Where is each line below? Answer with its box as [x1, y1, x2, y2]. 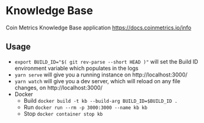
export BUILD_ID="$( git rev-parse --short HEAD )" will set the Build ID [14, 58, 199, 65]
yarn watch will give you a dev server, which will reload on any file [14, 77, 181, 84]
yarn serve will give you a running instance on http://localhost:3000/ [14, 71, 188, 78]
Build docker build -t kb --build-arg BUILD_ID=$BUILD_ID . [23, 97, 178, 104]
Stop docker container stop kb [23, 110, 103, 117]
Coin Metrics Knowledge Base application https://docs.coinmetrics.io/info [5, 24, 192, 31]
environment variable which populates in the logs [14, 64, 139, 72]
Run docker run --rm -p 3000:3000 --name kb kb [23, 103, 148, 111]
